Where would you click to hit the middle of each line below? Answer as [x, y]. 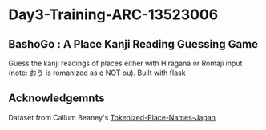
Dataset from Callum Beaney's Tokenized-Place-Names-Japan [112, 117]
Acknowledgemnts [57, 98]
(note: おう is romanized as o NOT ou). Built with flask [97, 73]
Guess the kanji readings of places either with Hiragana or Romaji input [125, 63]
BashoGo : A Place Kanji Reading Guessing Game [133, 44]
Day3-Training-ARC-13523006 [113, 15]
